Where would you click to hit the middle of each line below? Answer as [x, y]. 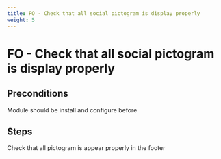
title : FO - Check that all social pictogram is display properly [104, 13]
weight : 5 [21, 20]
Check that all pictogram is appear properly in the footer [86, 148]
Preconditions [38, 94]
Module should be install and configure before [72, 110]
